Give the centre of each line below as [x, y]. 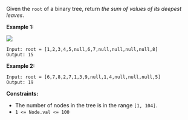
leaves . [15, 15]
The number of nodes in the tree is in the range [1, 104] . [86, 105]
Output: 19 [20, 82]
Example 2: [21, 66]
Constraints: [22, 94]
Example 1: [20, 27]
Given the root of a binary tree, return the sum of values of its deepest [94, 9]
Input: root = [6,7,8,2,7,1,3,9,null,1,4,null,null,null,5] [84, 77]
